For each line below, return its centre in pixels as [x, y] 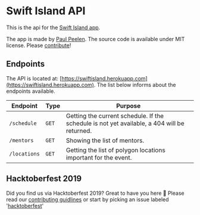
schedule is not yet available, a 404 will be [125, 123]
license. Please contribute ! [39, 45]
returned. [79, 130]
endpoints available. [31, 91]
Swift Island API [46, 11]
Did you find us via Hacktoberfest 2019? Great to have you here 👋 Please [95, 193]
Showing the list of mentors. [105, 140]
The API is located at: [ [34, 78]
